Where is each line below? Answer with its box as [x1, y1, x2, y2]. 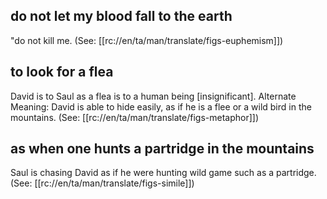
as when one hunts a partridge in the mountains [10, 140, 315, 158]
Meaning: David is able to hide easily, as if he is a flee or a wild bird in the [10, 100, 312, 113]
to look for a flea [10, 64, 114, 81]
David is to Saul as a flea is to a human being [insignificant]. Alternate [10, 90, 297, 102]
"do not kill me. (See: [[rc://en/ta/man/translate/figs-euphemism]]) [10, 34, 284, 46]
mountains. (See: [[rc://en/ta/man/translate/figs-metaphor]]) [10, 111, 260, 123]
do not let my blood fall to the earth [10, 8, 233, 25]
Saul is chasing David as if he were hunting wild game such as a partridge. [10, 167, 317, 179]
